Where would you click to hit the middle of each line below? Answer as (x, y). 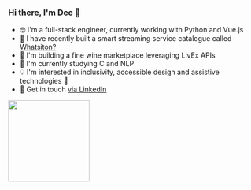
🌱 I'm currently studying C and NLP (77, 64)
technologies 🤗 (44, 81)
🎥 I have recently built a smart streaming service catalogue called (125, 39)
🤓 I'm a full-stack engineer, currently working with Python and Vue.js (131, 30)
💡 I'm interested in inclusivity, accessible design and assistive (120, 72)
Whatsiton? (38, 47)
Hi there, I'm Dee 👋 (44, 13)
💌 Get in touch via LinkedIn (63, 89)
